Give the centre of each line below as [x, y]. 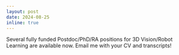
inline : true [23, 22]
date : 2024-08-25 [28, 17]
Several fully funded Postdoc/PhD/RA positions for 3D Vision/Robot [89, 40]
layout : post [23, 12]
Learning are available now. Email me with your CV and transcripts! [89, 46]
